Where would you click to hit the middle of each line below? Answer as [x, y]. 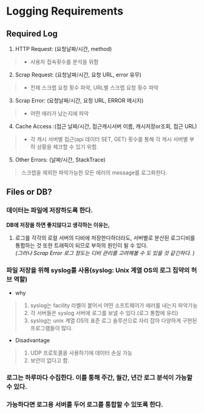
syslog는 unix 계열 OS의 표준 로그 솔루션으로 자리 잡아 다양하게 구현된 [114, 321]
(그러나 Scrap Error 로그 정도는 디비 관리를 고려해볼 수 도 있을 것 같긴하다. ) [105, 253]
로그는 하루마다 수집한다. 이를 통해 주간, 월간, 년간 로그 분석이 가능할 [100, 378]
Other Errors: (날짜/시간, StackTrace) [60, 160]
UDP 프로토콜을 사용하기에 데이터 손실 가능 [81, 353]
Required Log [32, 34]
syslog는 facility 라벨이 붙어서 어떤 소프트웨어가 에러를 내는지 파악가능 [114, 305]
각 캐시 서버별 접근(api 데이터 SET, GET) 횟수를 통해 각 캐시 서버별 [109, 139]
